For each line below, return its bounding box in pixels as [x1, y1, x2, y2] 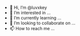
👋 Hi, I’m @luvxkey [9, 5, 47, 10]
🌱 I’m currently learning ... [9, 15, 62, 20]
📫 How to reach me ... [9, 26, 55, 31]
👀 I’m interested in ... [9, 10, 51, 16]
